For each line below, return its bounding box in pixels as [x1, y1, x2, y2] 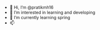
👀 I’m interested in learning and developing [9, 10, 96, 15]
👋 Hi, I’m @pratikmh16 [9, 5, 54, 10]
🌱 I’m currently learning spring [9, 15, 70, 20]
